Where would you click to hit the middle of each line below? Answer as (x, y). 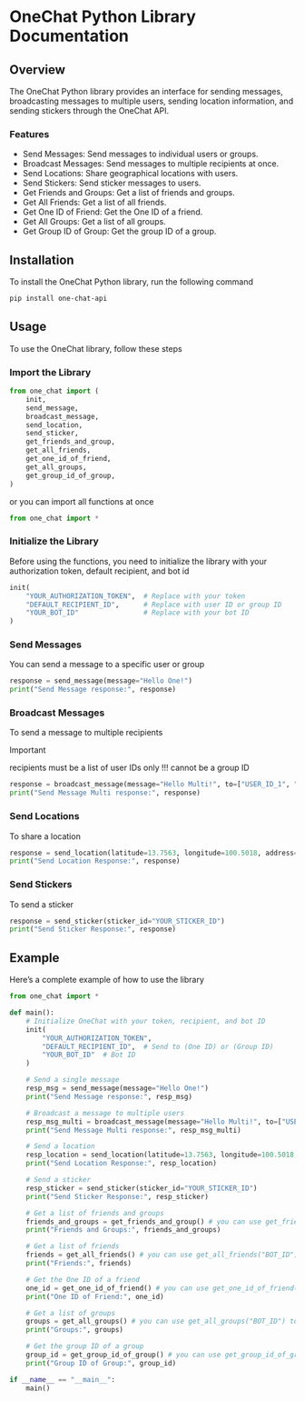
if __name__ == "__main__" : (63, 1379)
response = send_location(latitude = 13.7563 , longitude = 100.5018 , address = (154, 853)
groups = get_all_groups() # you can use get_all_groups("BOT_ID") (156, 1321)
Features (30, 134)
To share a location (45, 836)
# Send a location (60, 1146)
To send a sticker (42, 904)
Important (28, 750)
